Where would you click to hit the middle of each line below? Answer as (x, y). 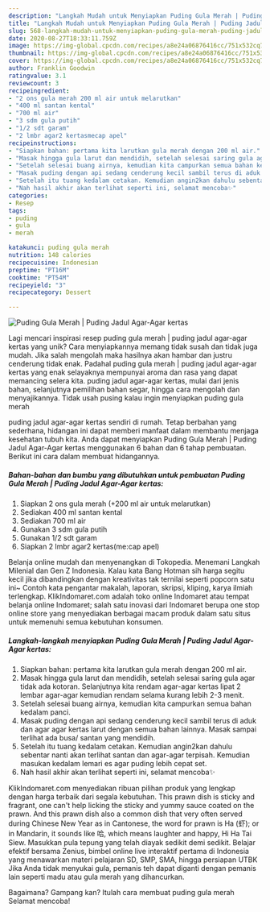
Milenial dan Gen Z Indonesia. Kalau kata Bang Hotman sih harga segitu (127, 571)
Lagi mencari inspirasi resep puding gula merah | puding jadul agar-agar (128, 338)
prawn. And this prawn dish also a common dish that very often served (125, 814)
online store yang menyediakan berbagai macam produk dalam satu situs (129, 614)
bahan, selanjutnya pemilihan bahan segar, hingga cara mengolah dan (124, 390)
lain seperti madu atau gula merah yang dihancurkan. (96, 877)
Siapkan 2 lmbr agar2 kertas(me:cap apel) (90, 547)
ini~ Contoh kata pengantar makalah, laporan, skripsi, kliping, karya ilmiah (131, 588)
